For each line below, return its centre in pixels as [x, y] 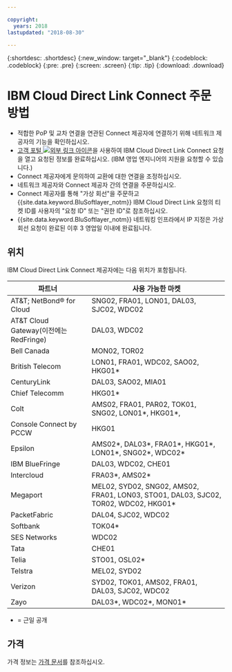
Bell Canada [30, 351]
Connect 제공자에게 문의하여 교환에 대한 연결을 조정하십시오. [99, 176]
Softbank [25, 526]
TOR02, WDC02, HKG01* [134, 503]
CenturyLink [30, 382]
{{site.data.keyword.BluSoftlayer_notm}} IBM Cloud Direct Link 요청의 [115, 202]
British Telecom [36, 367]
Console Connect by [44, 424]
